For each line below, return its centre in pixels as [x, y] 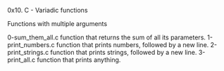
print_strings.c [28, 52]
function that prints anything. [79, 60]
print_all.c [21, 60]
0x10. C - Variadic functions [48, 10]
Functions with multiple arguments [57, 24]
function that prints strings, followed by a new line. [124, 52]
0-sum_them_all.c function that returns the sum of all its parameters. [107, 37]
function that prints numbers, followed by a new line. [132, 45]
